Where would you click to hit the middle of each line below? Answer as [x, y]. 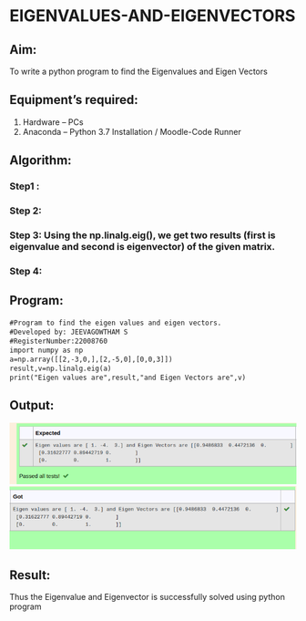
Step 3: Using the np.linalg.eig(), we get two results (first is [143, 235]
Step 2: [26, 211]
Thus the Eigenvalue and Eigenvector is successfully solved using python [147, 597]
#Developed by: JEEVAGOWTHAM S [69, 332]
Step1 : [25, 186]
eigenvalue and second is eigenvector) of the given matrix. [143, 246]
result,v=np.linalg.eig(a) [61, 368]
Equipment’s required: [74, 100]
